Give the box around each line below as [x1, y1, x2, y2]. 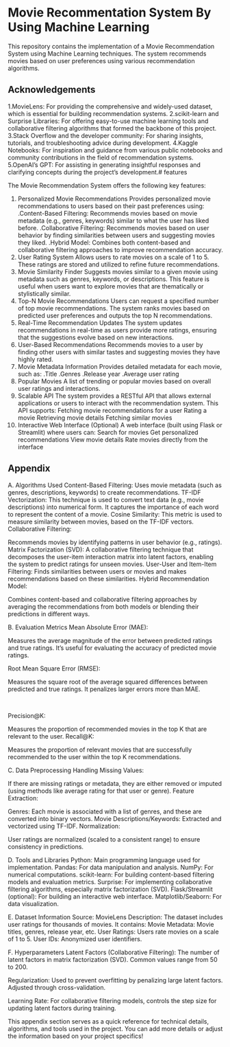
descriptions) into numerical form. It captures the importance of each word [8, 503, 219, 511]
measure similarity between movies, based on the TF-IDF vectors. [8, 517, 194, 526]
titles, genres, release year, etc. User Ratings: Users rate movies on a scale [8, 927, 219, 936]
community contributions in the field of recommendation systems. [8, 153, 194, 161]
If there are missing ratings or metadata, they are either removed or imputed [8, 779, 222, 787]
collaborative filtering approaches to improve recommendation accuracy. [17, 245, 223, 254]
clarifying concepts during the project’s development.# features [8, 168, 188, 176]
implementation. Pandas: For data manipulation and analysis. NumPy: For [8, 863, 214, 871]
